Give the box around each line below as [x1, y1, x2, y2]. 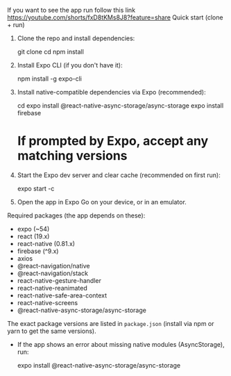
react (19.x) [17, 232, 50, 240]
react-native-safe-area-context [17, 291, 108, 300]
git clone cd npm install [17, 48, 85, 56]
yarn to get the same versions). [7, 327, 96, 335]
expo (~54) [17, 224, 50, 233]
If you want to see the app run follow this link [7, 6, 136, 14]
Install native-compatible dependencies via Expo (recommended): [17, 88, 206, 96]
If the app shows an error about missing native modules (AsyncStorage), [17, 340, 225, 348]
